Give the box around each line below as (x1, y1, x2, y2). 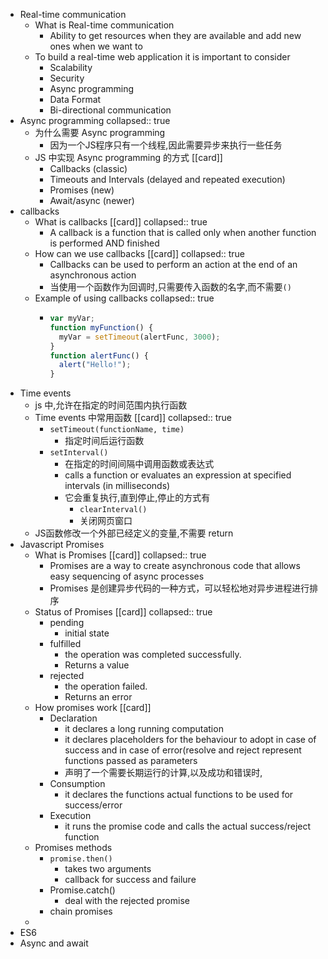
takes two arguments (64, 863, 152, 875)
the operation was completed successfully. (64, 649, 242, 661)
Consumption (49, 778, 106, 790)
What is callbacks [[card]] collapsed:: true (34, 216, 208, 228)
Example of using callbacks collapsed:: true (34, 292, 215, 304)
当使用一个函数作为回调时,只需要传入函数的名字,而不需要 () (49, 281, 292, 293)
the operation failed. (64, 680, 148, 693)
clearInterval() (79, 505, 148, 515)
